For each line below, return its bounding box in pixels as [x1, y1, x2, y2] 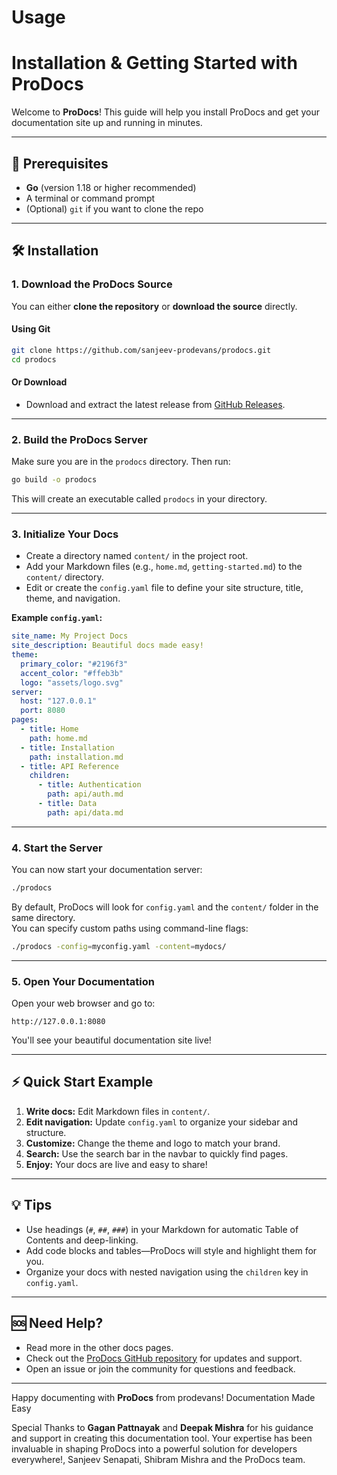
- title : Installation [20, 742, 115, 753]
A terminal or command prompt [25, 192, 156, 204]
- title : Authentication [37, 780, 142, 790]
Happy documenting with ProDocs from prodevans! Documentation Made [11, 1391, 316, 1403]
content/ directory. [25, 571, 104, 583]
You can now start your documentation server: [11, 864, 203, 876]
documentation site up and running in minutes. [11, 117, 203, 129]
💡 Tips [11, 1197, 53, 1214]
